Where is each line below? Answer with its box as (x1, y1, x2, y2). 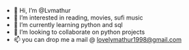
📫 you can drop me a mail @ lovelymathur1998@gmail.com (13, 36, 182, 43)
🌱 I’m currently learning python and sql (13, 21, 123, 28)
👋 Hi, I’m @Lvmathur (13, 7, 71, 14)
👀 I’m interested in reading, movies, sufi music (13, 14, 143, 22)
